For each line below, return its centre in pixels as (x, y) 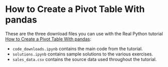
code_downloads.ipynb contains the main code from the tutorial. (77, 48)
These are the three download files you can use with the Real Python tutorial (84, 33)
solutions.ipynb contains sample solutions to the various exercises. (83, 54)
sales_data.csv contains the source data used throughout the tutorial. (85, 59)
